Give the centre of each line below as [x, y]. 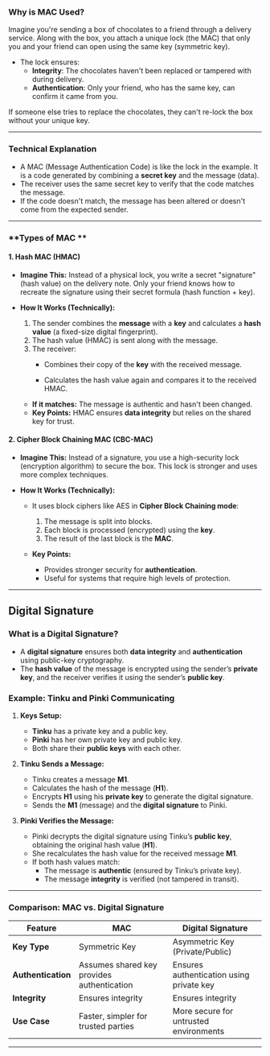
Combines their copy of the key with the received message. [143, 364]
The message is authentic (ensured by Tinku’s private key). [143, 870]
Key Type [31, 947]
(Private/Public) [202, 952]
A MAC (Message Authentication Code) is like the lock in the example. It [139, 167]
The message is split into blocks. [98, 521]
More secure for [203, 1011]
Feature [42, 928]
